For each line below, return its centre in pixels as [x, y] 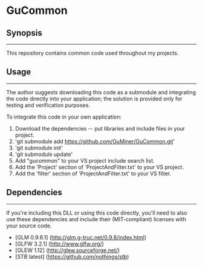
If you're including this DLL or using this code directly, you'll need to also [97, 213]
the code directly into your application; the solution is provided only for [94, 99]
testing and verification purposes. [48, 105]
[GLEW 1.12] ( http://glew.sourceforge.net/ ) [67, 250]
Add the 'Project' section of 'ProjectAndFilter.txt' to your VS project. [99, 167]
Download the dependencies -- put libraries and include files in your [100, 128]
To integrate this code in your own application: [64, 117]
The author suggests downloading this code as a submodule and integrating [101, 92]
